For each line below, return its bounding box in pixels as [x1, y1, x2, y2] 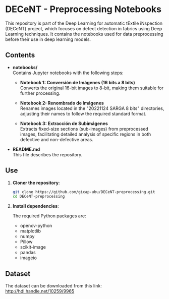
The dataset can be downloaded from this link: [5, 283, 102, 289]
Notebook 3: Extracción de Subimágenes [20, 120, 108, 127]
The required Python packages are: [12, 213, 87, 219]
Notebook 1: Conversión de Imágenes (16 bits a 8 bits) [20, 79, 135, 85]
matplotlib [20, 228, 41, 234]
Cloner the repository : [12, 180, 60, 186]
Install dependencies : [12, 203, 59, 209]
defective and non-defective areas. [20, 136, 93, 142]
